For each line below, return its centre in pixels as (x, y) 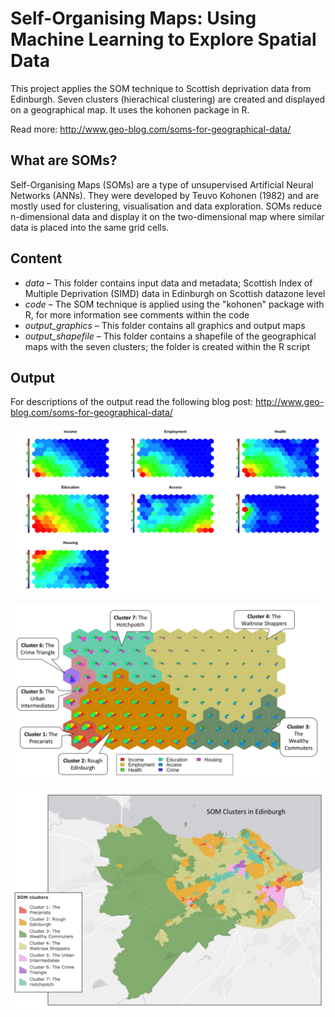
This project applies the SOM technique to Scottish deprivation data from (161, 88)
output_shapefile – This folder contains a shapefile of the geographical (170, 336)
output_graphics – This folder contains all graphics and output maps (165, 325)
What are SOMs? (64, 160)
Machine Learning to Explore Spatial (163, 39)
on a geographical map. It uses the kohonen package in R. (130, 109)
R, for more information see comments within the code (137, 314)
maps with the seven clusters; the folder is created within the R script (167, 346)
